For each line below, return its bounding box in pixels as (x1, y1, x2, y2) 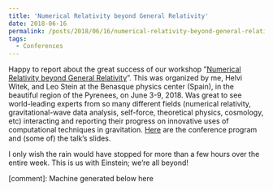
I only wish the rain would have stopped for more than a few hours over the (8, 150, 260, 159)
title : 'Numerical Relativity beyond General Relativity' (8, 11, 209, 20)
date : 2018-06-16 (8, 20, 67, 28)
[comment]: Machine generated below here (8, 174, 154, 184)
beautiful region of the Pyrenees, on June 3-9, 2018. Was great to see (8, 90, 242, 100)
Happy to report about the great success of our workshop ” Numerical (8, 64, 241, 74)
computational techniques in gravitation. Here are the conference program (8, 125, 258, 135)
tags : (8, 34, 27, 43)
